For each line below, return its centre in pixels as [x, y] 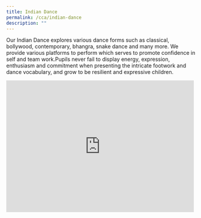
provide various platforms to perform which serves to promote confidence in [101, 53]
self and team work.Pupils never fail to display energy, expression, [88, 59]
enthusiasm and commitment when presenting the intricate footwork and [96, 66]
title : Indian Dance [32, 12]
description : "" [26, 23]
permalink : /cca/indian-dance [44, 17]
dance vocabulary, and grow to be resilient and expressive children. [90, 72]
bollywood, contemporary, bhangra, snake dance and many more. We [92, 46]
